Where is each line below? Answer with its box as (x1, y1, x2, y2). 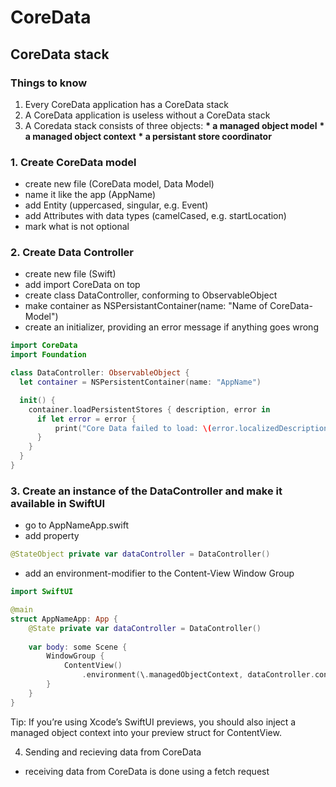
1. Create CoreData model (10, 155, 137, 169)
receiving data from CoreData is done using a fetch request (24, 765, 270, 777)
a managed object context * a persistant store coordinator (24, 130, 272, 142)
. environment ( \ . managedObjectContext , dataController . (81, 670, 315, 680)
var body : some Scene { (28, 642, 128, 652)
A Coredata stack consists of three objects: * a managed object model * (24, 119, 325, 131)
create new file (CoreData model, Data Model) (24, 178, 215, 190)
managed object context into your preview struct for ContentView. (10, 726, 282, 738)
